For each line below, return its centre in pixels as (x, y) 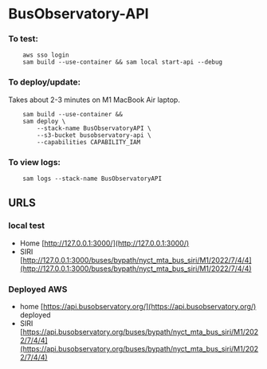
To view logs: (35, 162)
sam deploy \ (44, 121)
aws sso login (46, 55)
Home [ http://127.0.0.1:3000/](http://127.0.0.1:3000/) (104, 243)
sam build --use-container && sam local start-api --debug (123, 62)
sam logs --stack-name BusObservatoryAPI (92, 179)
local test (27, 226)
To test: (23, 39)
